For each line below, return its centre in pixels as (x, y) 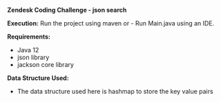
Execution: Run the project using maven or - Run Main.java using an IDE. (111, 23)
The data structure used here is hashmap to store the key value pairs (115, 91)
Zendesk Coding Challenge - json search (67, 10)
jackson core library (46, 64)
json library (33, 57)
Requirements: (29, 37)
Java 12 (28, 50)
